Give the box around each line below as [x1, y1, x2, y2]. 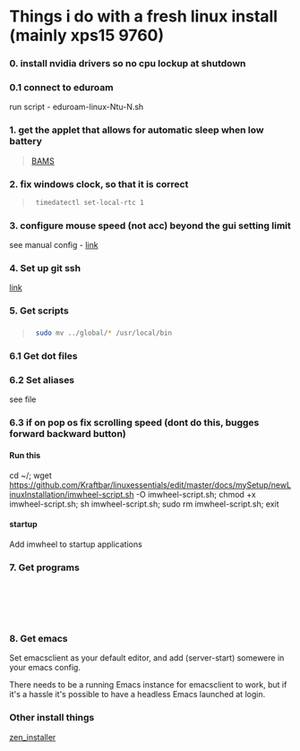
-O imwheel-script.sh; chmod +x [135, 489, 257, 499]
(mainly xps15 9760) [9, 25, 165, 46]
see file [9, 394, 37, 405]
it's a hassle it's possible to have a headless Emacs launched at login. [9, 689, 266, 700]
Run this [9, 449, 41, 460]
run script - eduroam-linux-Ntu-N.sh [9, 101, 144, 113]
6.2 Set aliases [9, 374, 75, 387]
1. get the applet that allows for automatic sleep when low [9, 124, 264, 136]
